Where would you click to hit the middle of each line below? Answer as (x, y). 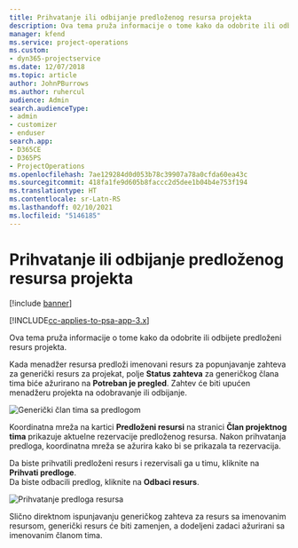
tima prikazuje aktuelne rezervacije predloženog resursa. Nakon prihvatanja (148, 436)
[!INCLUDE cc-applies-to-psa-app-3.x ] (79, 320)
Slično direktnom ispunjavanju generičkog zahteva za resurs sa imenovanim (148, 516)
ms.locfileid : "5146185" (55, 215)
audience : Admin (39, 100)
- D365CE (25, 149)
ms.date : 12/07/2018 (47, 68)
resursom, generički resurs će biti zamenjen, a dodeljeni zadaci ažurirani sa (147, 526)
